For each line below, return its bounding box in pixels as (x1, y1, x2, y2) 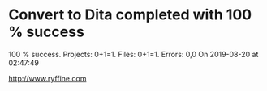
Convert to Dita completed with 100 (8, 6, 252, 24)
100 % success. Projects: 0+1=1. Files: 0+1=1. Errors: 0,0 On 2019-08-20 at (8, 49, 259, 59)
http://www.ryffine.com (8, 73, 87, 83)
